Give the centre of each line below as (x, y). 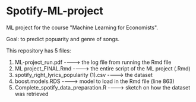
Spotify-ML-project (55, 11)
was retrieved (31, 94)
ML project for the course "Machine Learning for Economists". (82, 27)
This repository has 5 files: (39, 50)
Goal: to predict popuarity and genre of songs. (63, 39)
